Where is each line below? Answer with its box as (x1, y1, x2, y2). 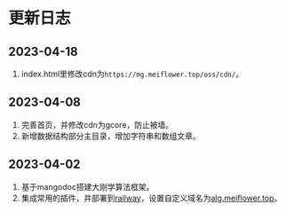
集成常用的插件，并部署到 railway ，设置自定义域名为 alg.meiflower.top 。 (20, 192, 282, 203)
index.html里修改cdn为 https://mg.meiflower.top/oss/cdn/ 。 (20, 68, 244, 79)
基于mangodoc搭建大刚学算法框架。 (20, 181, 155, 192)
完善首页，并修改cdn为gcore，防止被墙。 (20, 119, 174, 130)
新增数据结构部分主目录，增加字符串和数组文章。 (20, 130, 201, 141)
